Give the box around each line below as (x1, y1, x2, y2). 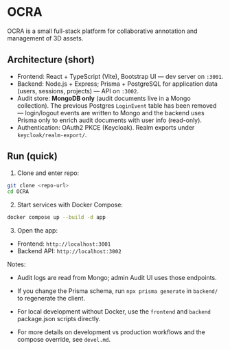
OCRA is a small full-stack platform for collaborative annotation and (7, 27, 198, 35)
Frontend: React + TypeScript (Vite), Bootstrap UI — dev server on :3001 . (16, 72, 224, 80)
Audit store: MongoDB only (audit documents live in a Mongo (16, 94, 191, 102)
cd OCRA (7, 188, 30, 196)
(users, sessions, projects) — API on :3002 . (16, 86, 139, 95)
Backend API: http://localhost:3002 (16, 247, 122, 255)
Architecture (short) (7, 54, 95, 66)
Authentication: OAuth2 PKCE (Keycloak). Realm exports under (16, 123, 195, 131)
